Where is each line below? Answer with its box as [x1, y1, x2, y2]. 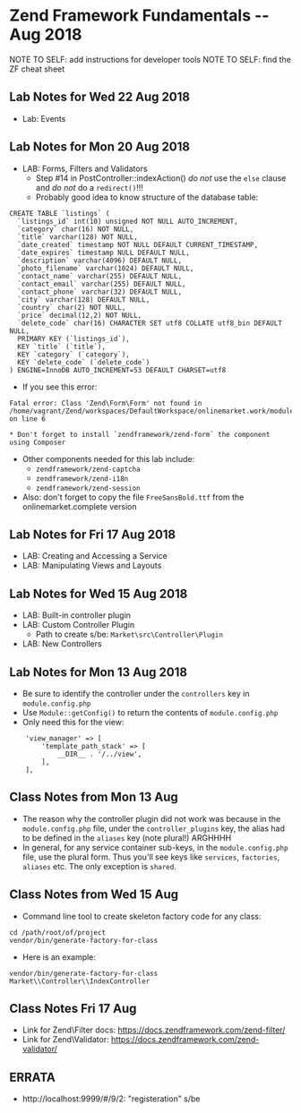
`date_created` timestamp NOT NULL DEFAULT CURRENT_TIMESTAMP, [17, 240, 258, 249]
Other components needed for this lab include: [21, 453, 195, 464]
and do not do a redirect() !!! [35, 182, 143, 193]
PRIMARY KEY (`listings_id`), [17, 334, 130, 343]
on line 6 [9, 414, 47, 424]
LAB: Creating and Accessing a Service [21, 551, 168, 561]
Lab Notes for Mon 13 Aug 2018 [9, 664, 188, 680]
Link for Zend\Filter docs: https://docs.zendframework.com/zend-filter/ [21, 1024, 286, 1035]
